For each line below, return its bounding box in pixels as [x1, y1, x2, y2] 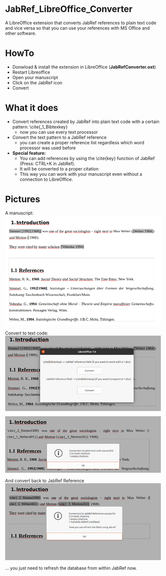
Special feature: [12, 150, 46, 156]
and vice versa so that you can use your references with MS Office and [5, 25, 150, 31]
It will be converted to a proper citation [19, 165, 99, 171]
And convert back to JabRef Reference [5, 478, 84, 484]
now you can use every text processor [19, 129, 98, 135]
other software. [5, 30, 37, 36]
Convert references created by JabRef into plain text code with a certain [12, 119, 160, 124]
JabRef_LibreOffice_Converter [5, 3, 133, 15]
